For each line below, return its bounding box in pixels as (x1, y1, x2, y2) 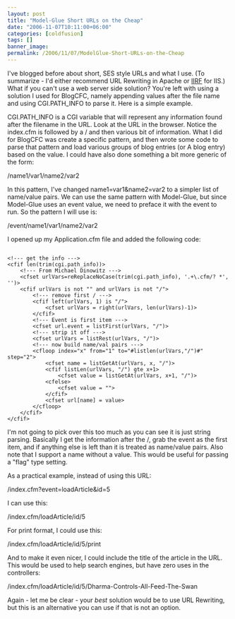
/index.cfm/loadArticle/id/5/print (7, 539, 101, 548)
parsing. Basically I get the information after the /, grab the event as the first (7, 435, 228, 443)
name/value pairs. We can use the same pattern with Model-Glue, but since (7, 192, 227, 201)
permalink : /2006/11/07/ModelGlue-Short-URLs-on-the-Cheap (7, 50, 185, 57)
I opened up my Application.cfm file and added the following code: (7, 234, 201, 244)
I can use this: (7, 498, 48, 507)
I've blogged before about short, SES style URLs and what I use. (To (7, 68, 205, 78)
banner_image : (7, 43, 49, 50)
